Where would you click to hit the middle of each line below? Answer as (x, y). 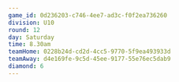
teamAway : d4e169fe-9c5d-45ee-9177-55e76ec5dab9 (89, 59)
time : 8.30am (30, 45)
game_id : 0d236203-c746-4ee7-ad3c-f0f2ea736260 (88, 15)
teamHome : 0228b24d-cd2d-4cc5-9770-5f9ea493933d (89, 52)
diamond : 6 (26, 66)
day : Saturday (32, 37)
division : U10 (32, 23)
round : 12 (24, 30)
